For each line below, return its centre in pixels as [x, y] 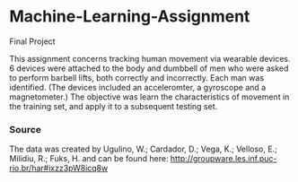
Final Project [32, 41]
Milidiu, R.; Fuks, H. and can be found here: [89, 159]
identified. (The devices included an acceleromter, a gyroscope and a [138, 87]
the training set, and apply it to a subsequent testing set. [114, 106]
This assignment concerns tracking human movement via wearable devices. [150, 58]
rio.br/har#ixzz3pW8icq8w [59, 169]
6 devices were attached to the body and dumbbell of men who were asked [149, 68]
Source [26, 129]
